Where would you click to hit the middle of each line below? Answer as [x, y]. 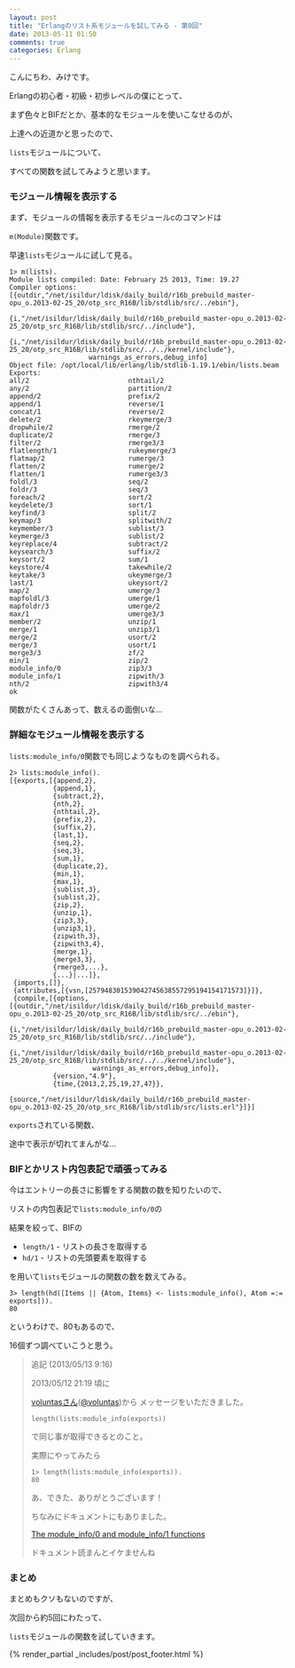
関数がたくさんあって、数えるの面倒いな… [86, 710]
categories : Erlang [45, 51]
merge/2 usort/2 [83, 638]
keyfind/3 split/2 [83, 513]
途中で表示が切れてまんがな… [63, 1144]
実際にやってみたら [66, 1456]
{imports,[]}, [39, 983]
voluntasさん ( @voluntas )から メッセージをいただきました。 [139, 1402]
